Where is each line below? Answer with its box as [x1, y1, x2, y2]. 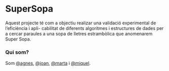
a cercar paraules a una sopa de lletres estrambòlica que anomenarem [5, 30, 153, 37]
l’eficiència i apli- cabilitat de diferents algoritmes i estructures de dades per [5, 25, 164, 31]
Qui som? [5, 49, 29, 56]
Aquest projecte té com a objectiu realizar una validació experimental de [5, 20, 156, 26]
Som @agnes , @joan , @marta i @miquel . [5, 60, 91, 66]
